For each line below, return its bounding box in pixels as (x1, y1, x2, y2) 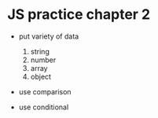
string (30, 46, 50, 56)
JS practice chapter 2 (7, 6, 151, 24)
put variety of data (18, 31, 79, 41)
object (30, 72, 52, 81)
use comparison (18, 87, 72, 96)
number (30, 55, 57, 65)
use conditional (18, 102, 69, 112)
